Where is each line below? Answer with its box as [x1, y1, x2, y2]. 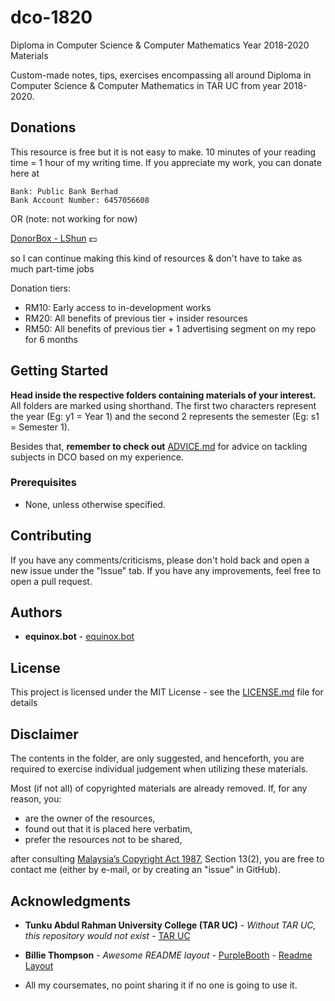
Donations [10, 119, 77, 136]
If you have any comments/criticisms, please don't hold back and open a [10, 554, 310, 566]
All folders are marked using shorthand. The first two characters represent [10, 399, 317, 411]
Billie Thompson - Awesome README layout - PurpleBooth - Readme [24, 949, 313, 961]
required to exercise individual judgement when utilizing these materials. [10, 763, 309, 775]
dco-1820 [10, 6, 93, 29]
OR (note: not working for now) [10, 212, 138, 225]
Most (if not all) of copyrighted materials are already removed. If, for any [10, 782, 308, 795]
